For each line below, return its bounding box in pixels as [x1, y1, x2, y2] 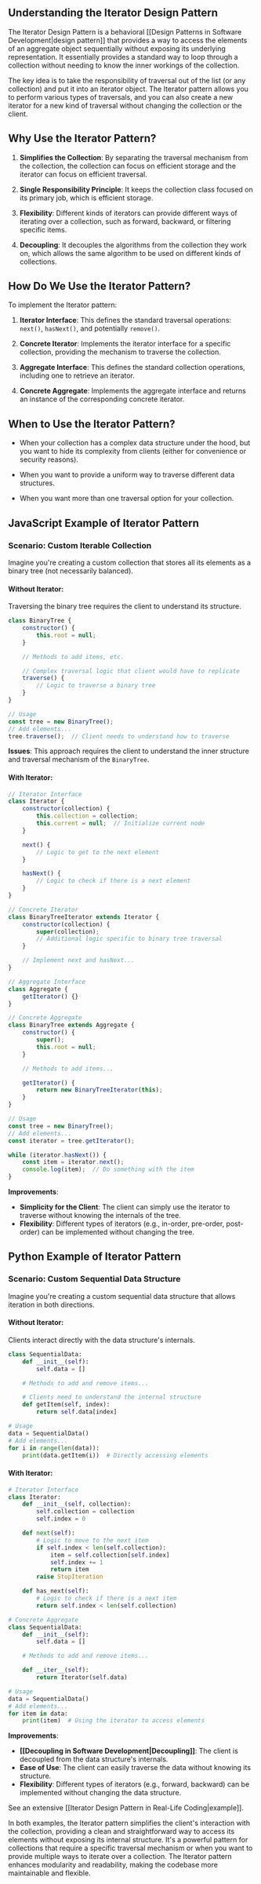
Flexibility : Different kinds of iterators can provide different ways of [19, 208, 237, 218]
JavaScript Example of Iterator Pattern [8, 516, 200, 529]
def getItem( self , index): [22, 1401, 111, 1409]
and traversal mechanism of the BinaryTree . [8, 755, 150, 764]
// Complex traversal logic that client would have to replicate [22, 667, 241, 675]
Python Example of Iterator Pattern [8, 1250, 182, 1264]
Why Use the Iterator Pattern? [8, 132, 157, 145]
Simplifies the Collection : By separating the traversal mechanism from [19, 152, 248, 162]
